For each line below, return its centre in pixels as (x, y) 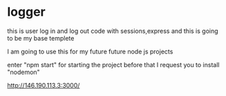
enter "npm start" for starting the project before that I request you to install (113, 64)
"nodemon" (23, 72)
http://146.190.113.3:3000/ (44, 85)
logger (27, 12)
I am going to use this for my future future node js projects (90, 51)
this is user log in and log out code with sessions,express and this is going (113, 31)
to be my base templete (41, 38)
